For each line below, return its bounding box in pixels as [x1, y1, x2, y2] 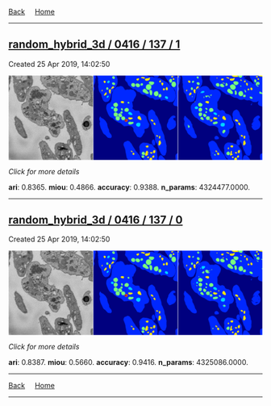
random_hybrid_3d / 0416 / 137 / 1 [8, 38, 181, 52]
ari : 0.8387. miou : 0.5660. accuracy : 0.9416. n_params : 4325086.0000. [8, 358, 248, 367]
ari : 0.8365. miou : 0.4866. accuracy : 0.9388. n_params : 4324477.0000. [8, 182, 251, 192]
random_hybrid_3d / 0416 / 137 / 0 [8, 213, 183, 227]
